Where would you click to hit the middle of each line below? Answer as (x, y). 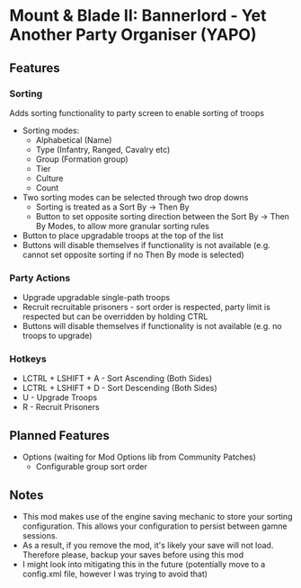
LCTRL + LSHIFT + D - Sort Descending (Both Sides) (120, 388)
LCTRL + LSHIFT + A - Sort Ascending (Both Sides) (117, 379)
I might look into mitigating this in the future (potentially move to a (144, 565)
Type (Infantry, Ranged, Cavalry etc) (103, 149)
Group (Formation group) (82, 159)
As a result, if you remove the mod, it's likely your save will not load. (148, 546)
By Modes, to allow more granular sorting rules (122, 226)
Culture (49, 178)
